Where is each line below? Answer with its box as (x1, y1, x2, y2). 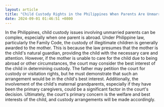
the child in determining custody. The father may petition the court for (5, 66, 145, 71)
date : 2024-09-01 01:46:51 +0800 (5, 16, 73, 21)
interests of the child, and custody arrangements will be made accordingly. (5, 97, 156, 103)
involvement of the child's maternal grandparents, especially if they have (5, 81, 151, 87)
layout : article (5, 7, 38, 12)
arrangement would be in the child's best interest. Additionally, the (5, 76, 139, 82)
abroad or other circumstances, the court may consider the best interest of (5, 60, 156, 66)
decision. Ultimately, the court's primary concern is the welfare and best (5, 91, 150, 97)
